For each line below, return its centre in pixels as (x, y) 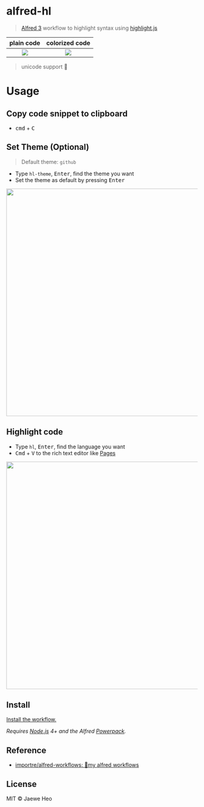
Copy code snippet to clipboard (67, 113)
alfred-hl (29, 11)
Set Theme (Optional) (48, 147)
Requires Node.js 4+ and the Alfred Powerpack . (66, 731)
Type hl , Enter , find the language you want (70, 447)
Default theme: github (49, 161)
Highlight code (35, 432)
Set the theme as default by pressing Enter (70, 180)
